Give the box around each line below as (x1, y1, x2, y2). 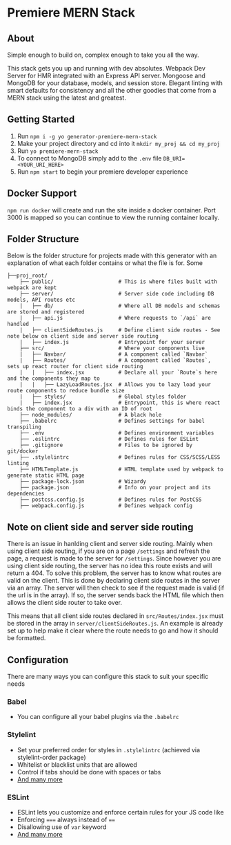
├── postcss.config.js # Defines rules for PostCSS (19, 496, 202, 503)
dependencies (7, 490, 45, 498)
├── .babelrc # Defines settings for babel (19, 417, 205, 425)
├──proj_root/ (7, 272, 48, 280)
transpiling (7, 424, 41, 430)
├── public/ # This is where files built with (19, 278, 217, 285)
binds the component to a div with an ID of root (7, 406, 153, 412)
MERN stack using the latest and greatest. (7, 93, 126, 102)
